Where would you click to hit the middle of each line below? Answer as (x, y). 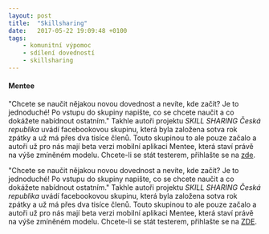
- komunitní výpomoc (57, 46)
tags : (17, 38)
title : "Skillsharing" (48, 23)
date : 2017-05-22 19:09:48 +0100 (68, 30)
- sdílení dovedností (59, 53)
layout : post (30, 16)
